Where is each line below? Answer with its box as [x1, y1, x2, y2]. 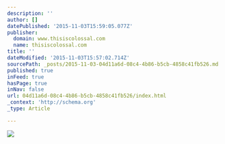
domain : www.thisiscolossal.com [13, 35, 106, 42]
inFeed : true [7, 73, 44, 81]
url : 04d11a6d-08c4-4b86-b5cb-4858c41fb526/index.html [7, 93, 167, 100]
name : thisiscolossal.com [13, 42, 88, 48]
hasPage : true [7, 80, 48, 87]
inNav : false [7, 86, 44, 93]
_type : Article [7, 105, 51, 112]
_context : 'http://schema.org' [7, 99, 96, 106]
